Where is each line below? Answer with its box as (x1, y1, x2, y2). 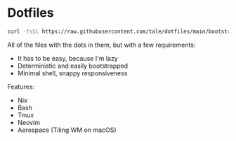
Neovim (17, 118, 41, 126)
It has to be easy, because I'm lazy (17, 54, 118, 62)
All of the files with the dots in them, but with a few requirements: (7, 40, 196, 49)
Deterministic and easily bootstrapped (17, 61, 129, 70)
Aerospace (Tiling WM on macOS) (17, 126, 117, 134)
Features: (7, 82, 35, 91)
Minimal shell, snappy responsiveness (17, 68, 128, 77)
